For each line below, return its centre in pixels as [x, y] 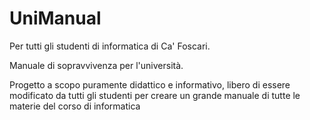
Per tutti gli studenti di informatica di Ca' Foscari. [110, 46]
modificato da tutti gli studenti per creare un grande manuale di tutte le [155, 95]
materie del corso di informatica [75, 106]
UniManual [55, 18]
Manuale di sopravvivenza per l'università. [96, 65]
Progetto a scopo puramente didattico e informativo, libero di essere [150, 84]
